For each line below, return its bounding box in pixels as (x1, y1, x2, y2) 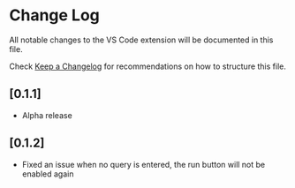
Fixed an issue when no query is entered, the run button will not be (21, 159, 266, 169)
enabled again (21, 169, 74, 179)
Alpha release (21, 109, 72, 120)
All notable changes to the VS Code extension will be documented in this (9, 34, 274, 45)
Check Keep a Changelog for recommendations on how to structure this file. (9, 61, 287, 71)
